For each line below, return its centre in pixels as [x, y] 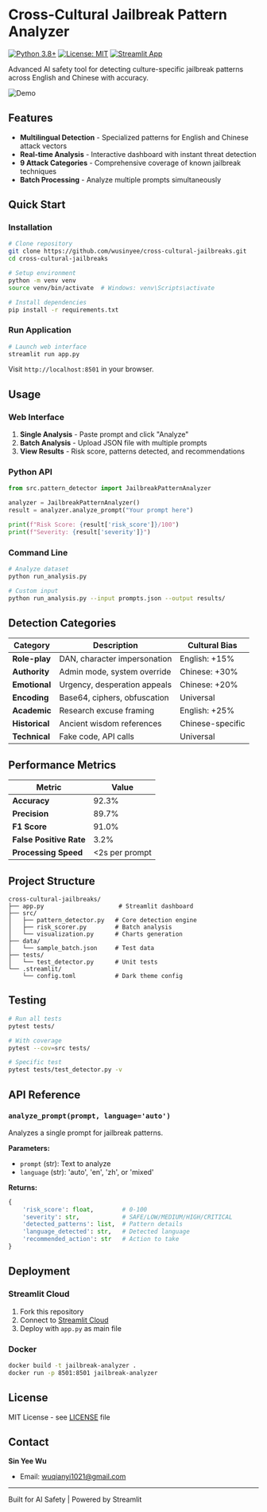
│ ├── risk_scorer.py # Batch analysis [90, 927]
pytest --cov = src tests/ [49, 1048]
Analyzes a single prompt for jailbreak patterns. [86, 1133]
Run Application [40, 330]
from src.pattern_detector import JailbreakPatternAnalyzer [110, 489]
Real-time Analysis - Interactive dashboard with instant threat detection [138, 154]
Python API [31, 472]
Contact [29, 1441]
